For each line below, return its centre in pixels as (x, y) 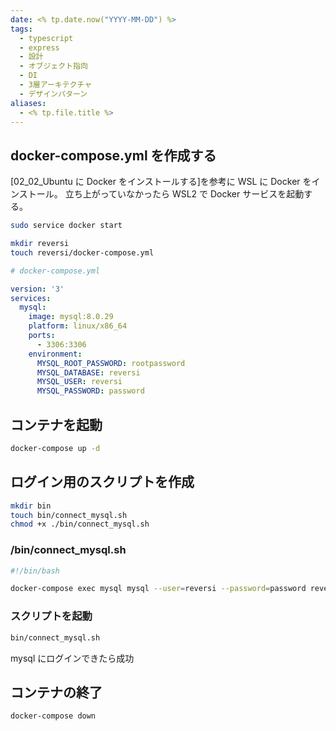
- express (39, 47)
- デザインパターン (53, 94)
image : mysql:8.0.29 (71, 317)
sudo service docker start (66, 226)
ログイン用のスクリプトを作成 (102, 482)
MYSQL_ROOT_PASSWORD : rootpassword (111, 363)
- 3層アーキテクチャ (56, 85)
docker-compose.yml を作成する (113, 155)
